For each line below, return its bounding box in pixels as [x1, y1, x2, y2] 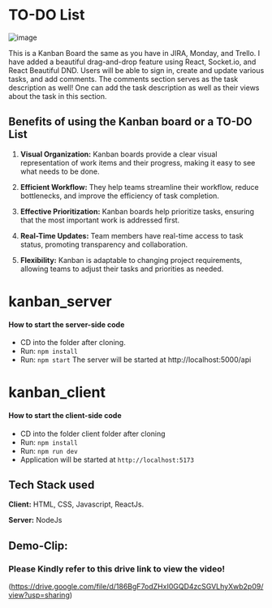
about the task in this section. [8, 91, 107, 101]
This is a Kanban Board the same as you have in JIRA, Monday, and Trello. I [8, 48, 261, 58]
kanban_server [8, 292, 112, 310]
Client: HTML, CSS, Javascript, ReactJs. [8, 499, 145, 509]
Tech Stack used [8, 477, 95, 492]
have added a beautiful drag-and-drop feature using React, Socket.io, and [8, 57, 257, 67]
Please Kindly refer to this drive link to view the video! [8, 563, 226, 574]
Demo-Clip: [8, 538, 68, 553]
